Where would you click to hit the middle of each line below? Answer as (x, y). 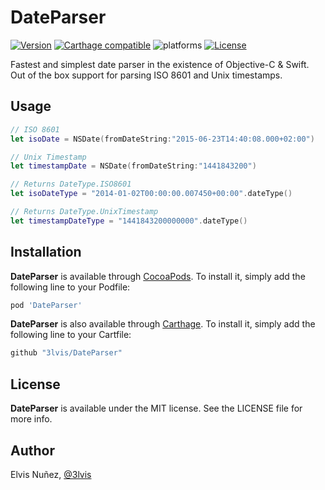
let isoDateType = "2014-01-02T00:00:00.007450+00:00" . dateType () (151, 194)
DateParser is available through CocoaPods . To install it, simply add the (158, 276)
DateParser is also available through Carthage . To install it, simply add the (163, 324)
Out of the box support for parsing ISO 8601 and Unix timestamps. (146, 75)
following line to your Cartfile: (71, 335)
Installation (46, 252)
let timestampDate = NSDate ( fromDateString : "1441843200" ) (133, 166)
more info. (31, 419)
